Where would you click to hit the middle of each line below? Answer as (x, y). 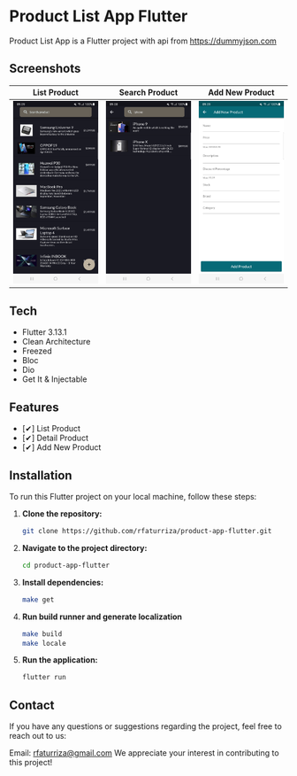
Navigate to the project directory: (84, 547)
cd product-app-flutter (66, 565)
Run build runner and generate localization (102, 617)
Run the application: (60, 660)
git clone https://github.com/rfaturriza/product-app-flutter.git (147, 532)
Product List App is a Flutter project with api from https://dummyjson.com (143, 41)
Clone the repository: (62, 514)
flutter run (44, 678)
